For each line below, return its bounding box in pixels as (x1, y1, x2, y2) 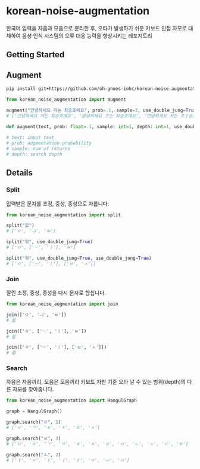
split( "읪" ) (6, 222, 35, 229)
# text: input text (6, 135, 55, 141)
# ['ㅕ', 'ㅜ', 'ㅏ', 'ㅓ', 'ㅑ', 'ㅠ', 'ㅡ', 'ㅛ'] (6, 457, 130, 463)
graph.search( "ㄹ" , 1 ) (6, 419, 61, 425)
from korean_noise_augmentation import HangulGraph (6, 397, 137, 403)
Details (6, 168, 33, 178)
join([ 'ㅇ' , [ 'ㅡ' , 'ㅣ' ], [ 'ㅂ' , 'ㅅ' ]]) (6, 344, 107, 350)
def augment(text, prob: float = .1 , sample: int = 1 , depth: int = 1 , (6, 123, 171, 129)
